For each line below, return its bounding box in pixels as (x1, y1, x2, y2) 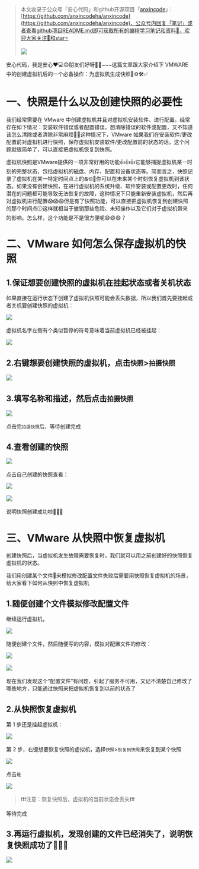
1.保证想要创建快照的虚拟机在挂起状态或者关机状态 (6, 278, 191, 288)
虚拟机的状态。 (6, 559, 43, 566)
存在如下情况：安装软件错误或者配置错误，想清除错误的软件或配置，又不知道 (6, 123, 193, 130)
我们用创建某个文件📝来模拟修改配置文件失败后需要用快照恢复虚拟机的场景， (6, 572, 191, 579)
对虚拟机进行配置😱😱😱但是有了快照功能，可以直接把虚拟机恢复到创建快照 (6, 197, 188, 204)
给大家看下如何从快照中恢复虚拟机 (6, 580, 89, 587)
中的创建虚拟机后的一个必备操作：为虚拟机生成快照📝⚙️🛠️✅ (6, 71, 149, 77)
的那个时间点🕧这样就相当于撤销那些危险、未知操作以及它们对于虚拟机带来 (6, 204, 188, 212)
